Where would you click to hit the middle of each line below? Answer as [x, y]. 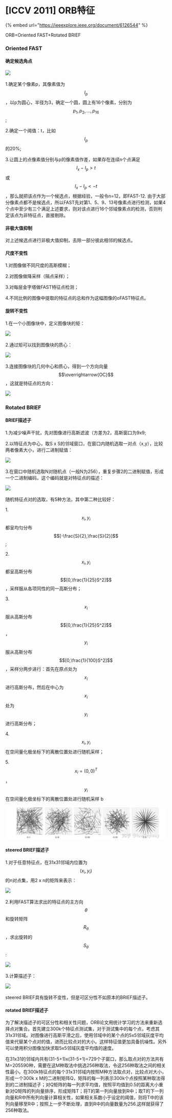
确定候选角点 [19, 61]
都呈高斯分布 [19, 572]
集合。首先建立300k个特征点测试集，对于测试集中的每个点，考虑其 [89, 1029]
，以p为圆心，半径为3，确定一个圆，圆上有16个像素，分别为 [69, 102]
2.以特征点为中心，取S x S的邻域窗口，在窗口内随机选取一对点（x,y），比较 [84, 443]
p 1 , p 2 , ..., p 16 [86, 111]
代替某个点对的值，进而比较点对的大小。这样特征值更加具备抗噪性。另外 [90, 1042]
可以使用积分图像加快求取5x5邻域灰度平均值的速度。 [61, 1048]
